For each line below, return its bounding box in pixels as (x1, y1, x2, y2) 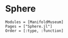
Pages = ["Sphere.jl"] (5, 23, 52, 29)
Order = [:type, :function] (5, 28, 64, 33)
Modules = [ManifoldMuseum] (5, 19, 64, 24)
